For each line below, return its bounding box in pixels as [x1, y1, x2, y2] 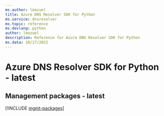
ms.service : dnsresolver [5, 16, 57, 21]
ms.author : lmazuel [5, 7, 46, 12]
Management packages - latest [5, 92, 105, 100]
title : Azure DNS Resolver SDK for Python [5, 12, 95, 17]
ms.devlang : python [5, 26, 46, 31]
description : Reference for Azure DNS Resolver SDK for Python [5, 35, 140, 40]
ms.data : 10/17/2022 [5, 40, 49, 45]
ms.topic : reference [5, 21, 49, 26]
